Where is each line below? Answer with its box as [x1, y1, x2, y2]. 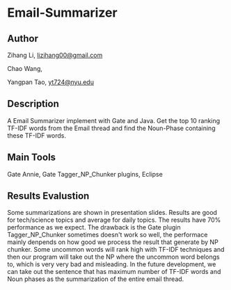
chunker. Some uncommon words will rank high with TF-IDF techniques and [7, 245, 225, 254]
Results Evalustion [7, 190, 90, 202]
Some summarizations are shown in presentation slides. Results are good [7, 209, 218, 217]
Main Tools [7, 152, 56, 163]
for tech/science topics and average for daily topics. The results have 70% [7, 216, 221, 224]
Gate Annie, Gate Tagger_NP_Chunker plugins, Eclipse [7, 170, 164, 178]
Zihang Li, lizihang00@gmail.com [7, 51, 103, 59]
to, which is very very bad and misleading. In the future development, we [7, 260, 216, 268]
